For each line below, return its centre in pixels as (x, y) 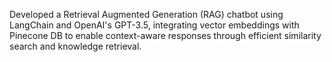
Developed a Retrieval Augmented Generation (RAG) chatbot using (146, 14)
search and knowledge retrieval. (75, 46)
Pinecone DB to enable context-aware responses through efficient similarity (165, 35)
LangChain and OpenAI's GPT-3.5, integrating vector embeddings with (154, 25)
